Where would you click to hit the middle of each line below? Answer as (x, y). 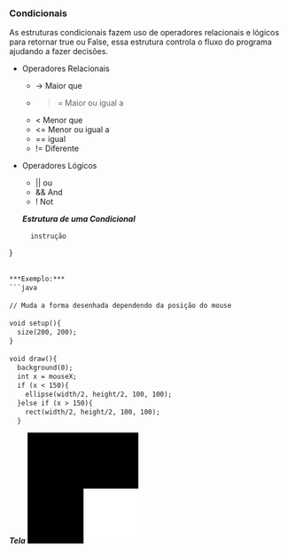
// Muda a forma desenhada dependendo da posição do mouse (121, 306)
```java (23, 288)
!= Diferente (57, 148)
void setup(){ (35, 324)
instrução (48, 237)
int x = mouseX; (47, 377)
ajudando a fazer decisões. (59, 51)
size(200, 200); (47, 332)
